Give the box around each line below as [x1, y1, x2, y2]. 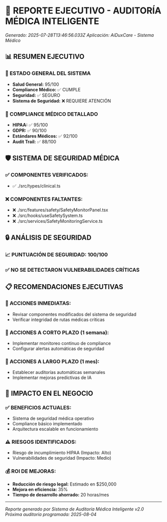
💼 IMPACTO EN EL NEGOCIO [5, 389, 93, 397]
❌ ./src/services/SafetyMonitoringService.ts [12, 218, 103, 224]
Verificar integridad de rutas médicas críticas [12, 317, 105, 323]
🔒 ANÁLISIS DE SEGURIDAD [5, 233, 92, 242]
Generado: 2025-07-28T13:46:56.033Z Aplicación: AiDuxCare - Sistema [5, 32, 154, 38]
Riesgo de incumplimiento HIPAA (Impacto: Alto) [12, 450, 111, 456]
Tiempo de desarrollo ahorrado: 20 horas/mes [12, 492, 109, 498]
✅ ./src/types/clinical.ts [12, 182, 61, 189]
